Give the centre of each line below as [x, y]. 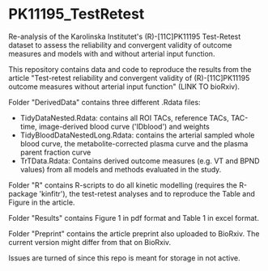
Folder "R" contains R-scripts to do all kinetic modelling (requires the [123, 185]
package [23, 193]
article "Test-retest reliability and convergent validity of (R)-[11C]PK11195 [129, 78]
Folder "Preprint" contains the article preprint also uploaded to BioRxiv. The [134, 233]
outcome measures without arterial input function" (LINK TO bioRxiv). [124, 87]
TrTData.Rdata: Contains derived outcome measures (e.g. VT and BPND [140, 161]
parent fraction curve [55, 152]
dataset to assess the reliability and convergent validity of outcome [120, 44]
